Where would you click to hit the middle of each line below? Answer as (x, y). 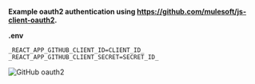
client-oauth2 (32, 20)
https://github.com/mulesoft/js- (191, 12)
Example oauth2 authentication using (72, 12)
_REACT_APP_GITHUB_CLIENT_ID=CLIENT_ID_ (77, 50)
